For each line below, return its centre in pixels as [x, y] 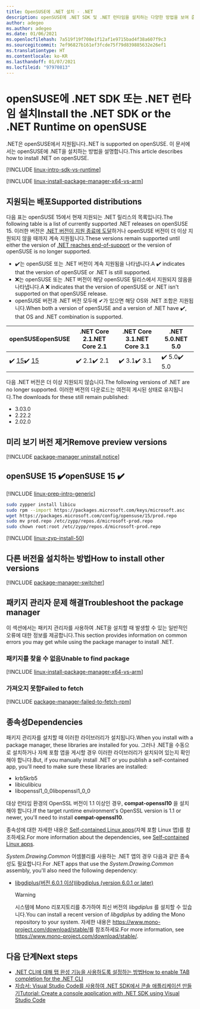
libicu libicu [28, 785]
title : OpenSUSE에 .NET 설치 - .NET [50, 12]
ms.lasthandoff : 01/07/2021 [41, 62]
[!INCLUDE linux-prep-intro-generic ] [51, 493]
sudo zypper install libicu [41, 504]
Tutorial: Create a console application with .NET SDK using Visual [100, 993]
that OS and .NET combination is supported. [69, 317]
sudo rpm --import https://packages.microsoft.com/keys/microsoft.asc [96, 510]
